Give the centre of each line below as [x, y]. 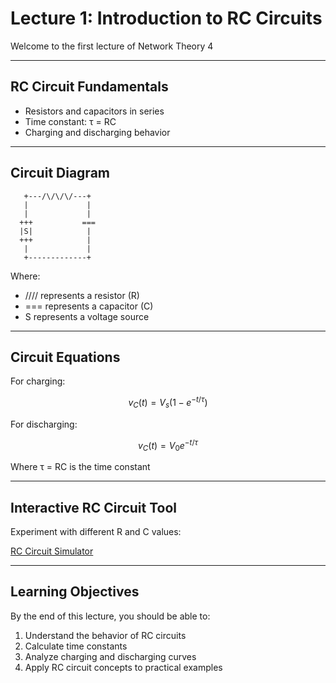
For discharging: [44, 424]
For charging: [38, 381]
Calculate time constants [76, 646]
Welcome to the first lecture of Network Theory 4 [112, 46]
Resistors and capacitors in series [94, 111]
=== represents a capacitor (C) [89, 306]
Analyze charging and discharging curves [110, 656]
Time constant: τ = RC [70, 121]
